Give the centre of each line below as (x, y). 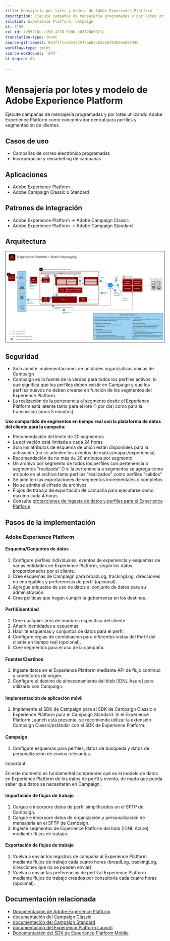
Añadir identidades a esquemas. (46, 626)
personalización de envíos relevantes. (52, 753)
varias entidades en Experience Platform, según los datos (72, 565)
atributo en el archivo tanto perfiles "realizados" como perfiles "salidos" (87, 474)
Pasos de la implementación (50, 522)
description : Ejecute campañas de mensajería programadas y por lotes (81, 16)
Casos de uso (27, 141)
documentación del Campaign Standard (54, 922)
